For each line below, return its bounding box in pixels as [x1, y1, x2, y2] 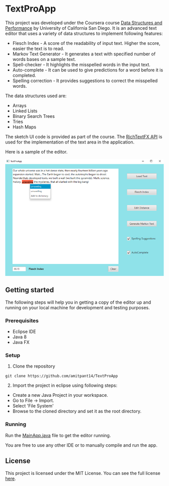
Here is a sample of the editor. [5, 149, 68, 155]
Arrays [12, 102, 27, 108]
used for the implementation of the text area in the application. [5, 139, 135, 145]
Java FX [12, 339, 30, 345]
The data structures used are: [5, 93, 67, 99]
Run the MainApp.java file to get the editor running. [5, 432, 111, 438]
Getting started [5, 286, 54, 295]
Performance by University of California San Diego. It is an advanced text [5, 25, 157, 31]
